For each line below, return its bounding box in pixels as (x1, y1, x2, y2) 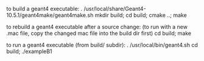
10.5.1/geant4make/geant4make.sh (6, 11, 94, 19)
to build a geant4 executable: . (6, 5, 83, 12)
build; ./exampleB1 (6, 48, 53, 55)
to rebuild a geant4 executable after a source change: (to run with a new (6, 24, 188, 30)
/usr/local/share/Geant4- (83, 5, 146, 12)
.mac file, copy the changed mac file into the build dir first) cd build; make (6, 30, 192, 37)
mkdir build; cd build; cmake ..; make (94, 11, 187, 19)
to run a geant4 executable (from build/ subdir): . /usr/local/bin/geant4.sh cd (6, 42, 198, 48)
